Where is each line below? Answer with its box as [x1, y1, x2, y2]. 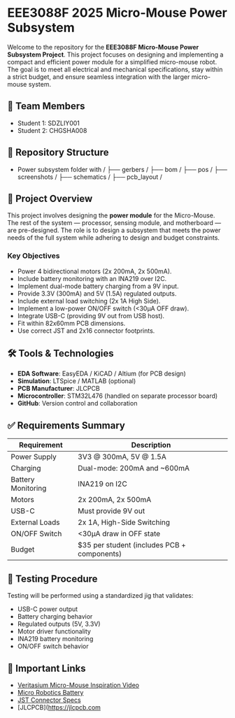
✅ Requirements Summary [7, 419, 126, 431]
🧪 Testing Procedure [7, 573, 98, 584]
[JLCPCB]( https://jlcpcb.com [17, 703, 101, 711]
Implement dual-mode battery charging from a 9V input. [17, 282, 179, 290]
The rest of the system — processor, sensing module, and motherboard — [7, 219, 222, 227]
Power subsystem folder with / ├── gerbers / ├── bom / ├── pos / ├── [17, 165, 228, 173]
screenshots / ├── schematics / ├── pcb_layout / [17, 173, 163, 181]
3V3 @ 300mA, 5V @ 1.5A [78, 452, 166, 462]
